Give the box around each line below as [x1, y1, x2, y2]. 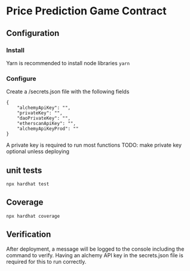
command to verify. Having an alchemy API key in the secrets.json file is [6, 251, 183, 258]
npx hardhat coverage [6, 213, 60, 219]
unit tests [6, 165, 42, 175]
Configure [6, 74, 36, 83]
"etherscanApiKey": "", [17, 121, 76, 127]
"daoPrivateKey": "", [17, 115, 71, 121]
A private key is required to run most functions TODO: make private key [6, 142, 182, 149]
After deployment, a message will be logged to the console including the [6, 245, 185, 252]
